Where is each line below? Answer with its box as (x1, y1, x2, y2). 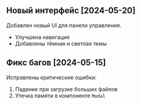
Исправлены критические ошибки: (6, 74, 97, 81)
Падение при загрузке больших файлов (15, 85, 118, 92)
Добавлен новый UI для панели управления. (6, 21, 122, 29)
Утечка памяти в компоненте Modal (15, 92, 106, 99)
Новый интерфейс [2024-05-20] (6, 5, 136, 16)
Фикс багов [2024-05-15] (6, 58, 106, 68)
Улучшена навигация (15, 33, 70, 41)
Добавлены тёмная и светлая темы (15, 40, 107, 47)
